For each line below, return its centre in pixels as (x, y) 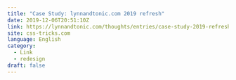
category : (22, 46)
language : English (34, 40)
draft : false (26, 65)
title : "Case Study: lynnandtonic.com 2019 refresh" (86, 14)
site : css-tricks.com (39, 33)
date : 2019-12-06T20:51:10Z (48, 20)
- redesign (29, 59)
